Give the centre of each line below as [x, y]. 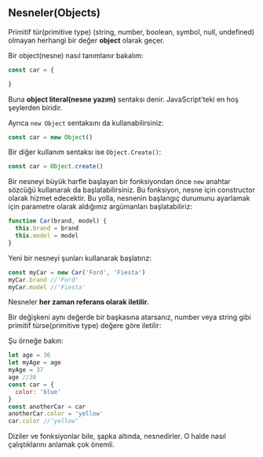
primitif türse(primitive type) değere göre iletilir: [85, 326]
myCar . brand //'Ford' [44, 280]
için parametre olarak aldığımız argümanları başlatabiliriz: [100, 207]
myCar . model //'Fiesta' [47, 287]
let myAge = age [35, 363]
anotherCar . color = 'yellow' [56, 414]
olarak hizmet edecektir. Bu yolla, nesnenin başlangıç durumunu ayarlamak [129, 198]
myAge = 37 [26, 370]
